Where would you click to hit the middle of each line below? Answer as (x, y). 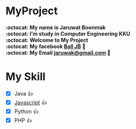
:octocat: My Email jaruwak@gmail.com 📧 (58, 52)
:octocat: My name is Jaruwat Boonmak (56, 27)
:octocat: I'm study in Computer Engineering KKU (68, 33)
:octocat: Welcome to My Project (47, 40)
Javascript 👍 (30, 102)
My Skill (26, 77)
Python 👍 (26, 111)
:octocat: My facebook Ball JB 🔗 (46, 46)
